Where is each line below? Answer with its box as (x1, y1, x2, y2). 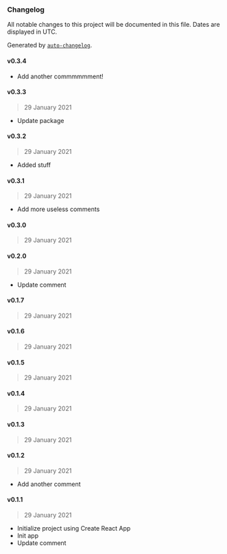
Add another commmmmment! (16, 72, 104, 80)
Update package (16, 116, 64, 124)
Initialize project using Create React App (16, 524, 131, 532)
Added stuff (16, 160, 51, 169)
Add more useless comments (16, 205, 100, 214)
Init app (16, 531, 39, 540)
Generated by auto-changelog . (7, 41, 93, 49)
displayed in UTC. (7, 27, 58, 36)
